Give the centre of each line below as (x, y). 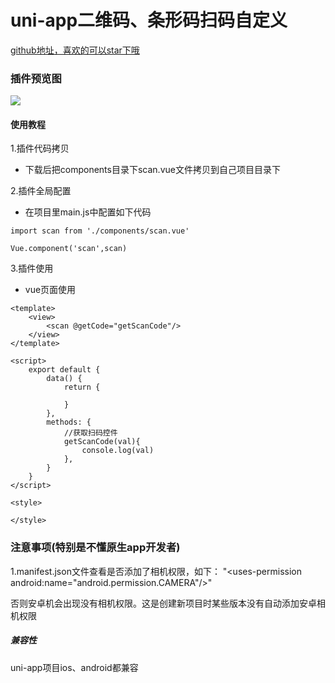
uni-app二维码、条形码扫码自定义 (149, 20)
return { (82, 387)
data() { (64, 379)
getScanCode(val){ (102, 442)
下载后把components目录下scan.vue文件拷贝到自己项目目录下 (152, 170)
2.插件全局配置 (41, 191)
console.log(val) (118, 451)
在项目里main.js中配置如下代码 (88, 212)
